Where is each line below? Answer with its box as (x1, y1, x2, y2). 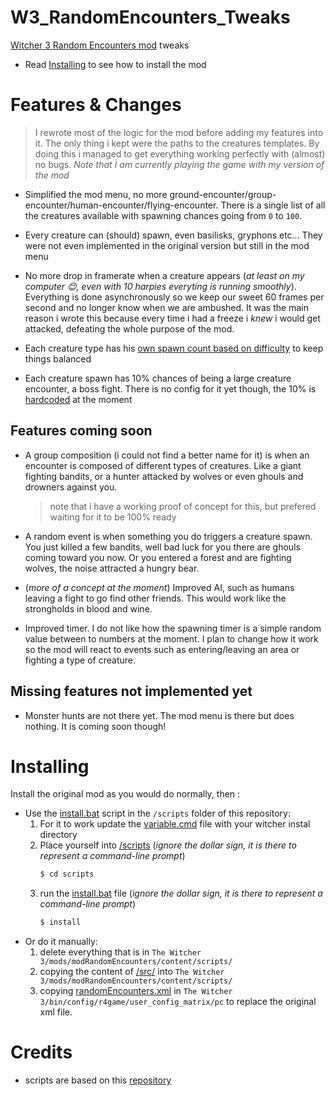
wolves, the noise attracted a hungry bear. (24, 562, 200, 574)
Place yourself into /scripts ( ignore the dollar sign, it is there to (39, 839, 297, 851)
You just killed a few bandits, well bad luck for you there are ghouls (24, 541, 301, 553)
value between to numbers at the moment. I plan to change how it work (24, 632, 319, 645)
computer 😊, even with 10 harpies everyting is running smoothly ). (24, 280, 297, 292)
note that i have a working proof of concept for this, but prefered (49, 500, 317, 512)
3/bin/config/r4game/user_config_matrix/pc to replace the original (39, 996, 317, 1008)
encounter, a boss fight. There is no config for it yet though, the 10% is (24, 382, 317, 395)
